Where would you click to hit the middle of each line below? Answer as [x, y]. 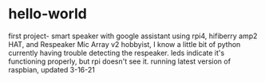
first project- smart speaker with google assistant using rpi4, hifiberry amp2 [133, 36]
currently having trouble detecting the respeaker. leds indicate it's [117, 53]
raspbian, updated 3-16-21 [52, 69]
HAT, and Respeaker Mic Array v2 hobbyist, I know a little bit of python [125, 44]
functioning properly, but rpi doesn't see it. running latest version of [120, 61]
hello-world [48, 14]
